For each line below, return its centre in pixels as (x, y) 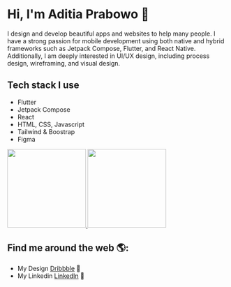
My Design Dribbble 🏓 (49, 268)
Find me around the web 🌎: (68, 248)
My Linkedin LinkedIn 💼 (51, 276)
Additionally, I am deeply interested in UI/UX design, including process (109, 56)
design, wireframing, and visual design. (64, 63)
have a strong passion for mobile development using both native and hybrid (116, 41)
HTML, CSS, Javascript (51, 124)
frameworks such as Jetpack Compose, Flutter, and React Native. (102, 48)
